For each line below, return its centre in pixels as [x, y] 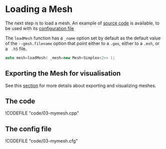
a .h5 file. [16, 48]
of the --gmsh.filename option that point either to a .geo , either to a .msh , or [82, 43]
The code [20, 101]
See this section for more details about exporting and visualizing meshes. [81, 85]
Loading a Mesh [39, 9]
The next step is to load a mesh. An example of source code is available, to [82, 23]
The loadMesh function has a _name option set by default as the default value [83, 38]
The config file [28, 129]
